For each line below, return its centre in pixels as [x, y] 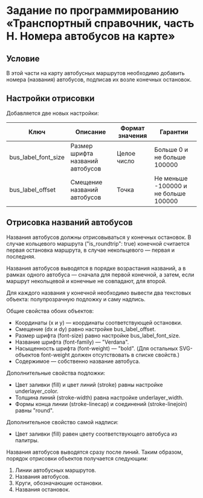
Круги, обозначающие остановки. [59, 483]
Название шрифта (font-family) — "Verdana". [72, 342]
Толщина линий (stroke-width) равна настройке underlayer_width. [99, 398]
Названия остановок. [43, 489]
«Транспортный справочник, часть [100, 23]
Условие [23, 58]
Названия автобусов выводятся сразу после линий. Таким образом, [95, 452]
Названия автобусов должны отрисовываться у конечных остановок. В [99, 237]
